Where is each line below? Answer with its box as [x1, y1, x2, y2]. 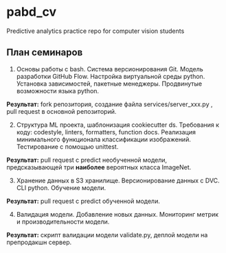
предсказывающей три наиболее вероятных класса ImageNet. [6, 162, 192, 171]
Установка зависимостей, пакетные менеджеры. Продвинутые [16, 80, 203, 88]
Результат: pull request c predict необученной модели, [6, 156, 168, 164]
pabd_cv [6, 4, 57, 20]
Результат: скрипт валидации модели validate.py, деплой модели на [6, 230, 208, 239]
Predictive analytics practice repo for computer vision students [6, 27, 185, 35]
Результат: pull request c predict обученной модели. [6, 197, 161, 205]
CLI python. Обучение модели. [16, 183, 106, 192]
